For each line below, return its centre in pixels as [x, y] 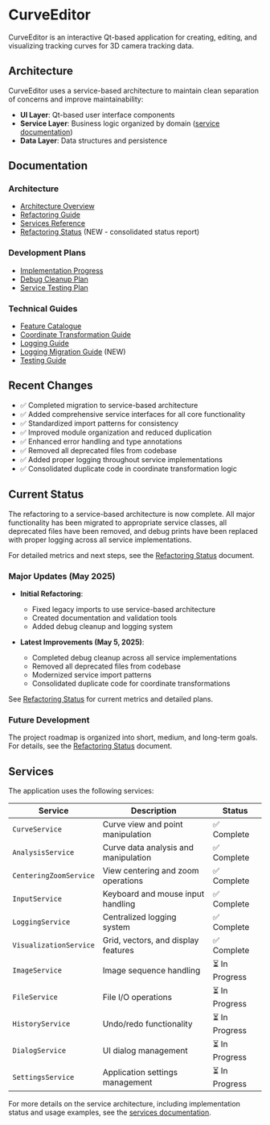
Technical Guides [43, 308]
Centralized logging [139, 917]
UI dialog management [145, 1050]
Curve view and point [143, 824]
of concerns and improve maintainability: [76, 99]
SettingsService [43, 1077]
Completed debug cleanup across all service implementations [134, 657]
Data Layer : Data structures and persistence [93, 140]
